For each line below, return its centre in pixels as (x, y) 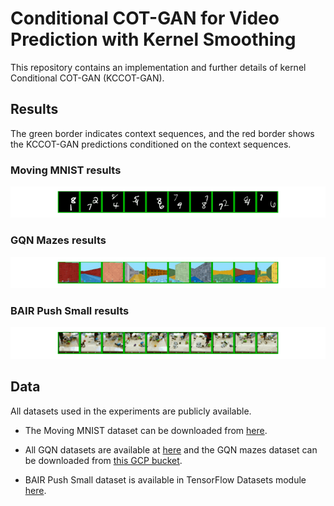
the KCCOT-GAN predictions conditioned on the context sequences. (151, 144)
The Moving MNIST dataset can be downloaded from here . (146, 430)
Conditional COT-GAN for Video (145, 18)
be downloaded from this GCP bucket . (103, 460)
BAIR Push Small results (70, 311)
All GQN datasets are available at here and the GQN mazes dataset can (171, 449)
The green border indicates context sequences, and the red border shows (162, 133)
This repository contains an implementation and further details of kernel (158, 67)
